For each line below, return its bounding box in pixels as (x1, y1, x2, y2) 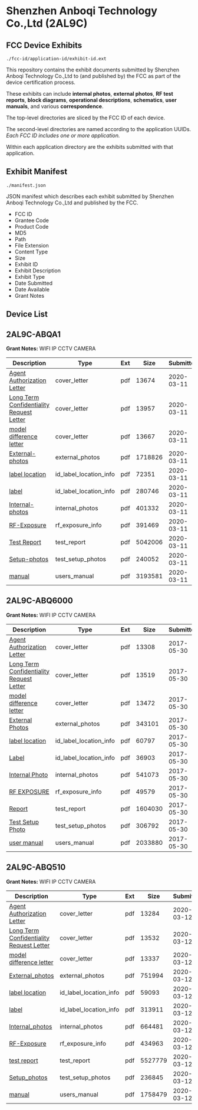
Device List (6, 309, 48, 320)
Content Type (14, 248, 48, 255)
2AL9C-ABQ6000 (6, 595, 74, 606)
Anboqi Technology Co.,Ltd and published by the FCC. (6, 199, 138, 206)
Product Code (14, 223, 49, 230)
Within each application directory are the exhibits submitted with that (6, 144, 174, 150)
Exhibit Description (14, 267, 61, 274)
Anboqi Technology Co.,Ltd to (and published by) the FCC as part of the (6, 73, 181, 79)
